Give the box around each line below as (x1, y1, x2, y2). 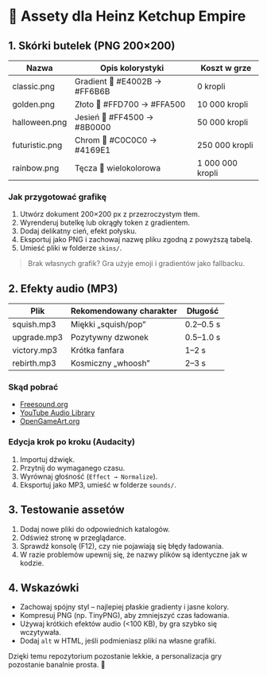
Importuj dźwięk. (19, 454, 75, 464)
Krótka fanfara (70, 345, 125, 356)
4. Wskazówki (8, 581, 79, 594)
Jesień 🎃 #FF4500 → (74, 112, 154, 123)
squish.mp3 (12, 319, 56, 330)
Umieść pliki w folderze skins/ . (19, 243, 122, 253)
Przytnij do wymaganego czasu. (19, 463, 126, 472)
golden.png (12, 99, 56, 110)
